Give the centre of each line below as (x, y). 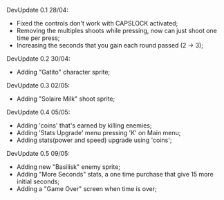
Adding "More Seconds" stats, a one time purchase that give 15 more (115, 174)
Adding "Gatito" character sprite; (63, 72)
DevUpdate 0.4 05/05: (38, 112)
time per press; (38, 38)
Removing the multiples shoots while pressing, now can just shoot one (116, 31)
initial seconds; (38, 181)
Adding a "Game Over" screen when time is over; (86, 189)
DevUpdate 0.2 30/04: (38, 59)
